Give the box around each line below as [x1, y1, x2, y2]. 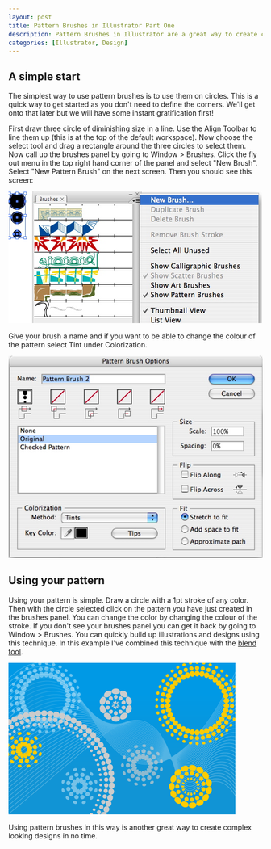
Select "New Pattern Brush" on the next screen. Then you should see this [8, 166, 252, 177]
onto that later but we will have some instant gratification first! [8, 108, 214, 118]
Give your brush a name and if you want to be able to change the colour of [8, 331, 256, 341]
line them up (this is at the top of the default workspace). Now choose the [8, 132, 254, 142]
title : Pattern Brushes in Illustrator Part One [8, 21, 175, 30]
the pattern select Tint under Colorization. [8, 340, 148, 350]
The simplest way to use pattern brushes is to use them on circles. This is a [8, 91, 259, 101]
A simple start [8, 69, 81, 83]
